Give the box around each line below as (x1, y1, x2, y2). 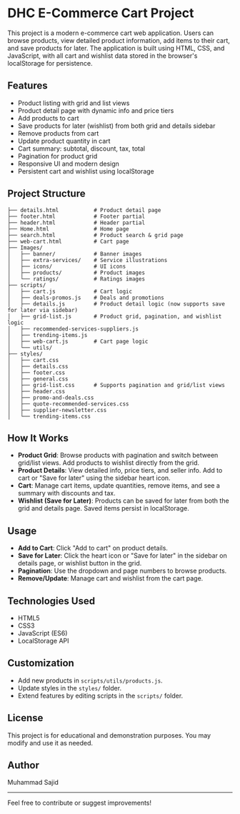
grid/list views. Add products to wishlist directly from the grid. (17, 458, 200, 467)
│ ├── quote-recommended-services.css (7, 400, 130, 408)
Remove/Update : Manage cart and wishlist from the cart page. (17, 574, 204, 583)
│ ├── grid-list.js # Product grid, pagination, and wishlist (7, 313, 222, 320)
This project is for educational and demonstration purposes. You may (7, 730, 211, 740)
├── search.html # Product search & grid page (7, 231, 184, 238)
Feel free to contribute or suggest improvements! (7, 798, 152, 808)
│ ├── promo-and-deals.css (7, 394, 94, 401)
